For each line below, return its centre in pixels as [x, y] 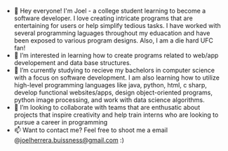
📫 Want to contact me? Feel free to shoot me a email [91, 130]
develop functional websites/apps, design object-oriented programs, [113, 92]
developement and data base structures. [73, 63]
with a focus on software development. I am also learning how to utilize [116, 78]
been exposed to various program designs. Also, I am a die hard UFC [114, 41]
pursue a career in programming [61, 122]
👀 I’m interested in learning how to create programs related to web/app [116, 55]
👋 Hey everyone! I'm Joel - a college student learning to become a [110, 11]
